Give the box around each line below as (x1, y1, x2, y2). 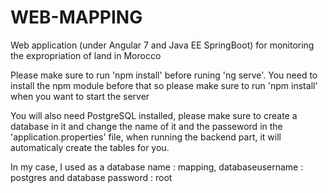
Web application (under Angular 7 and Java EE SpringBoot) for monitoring (10, 39, 315, 51)
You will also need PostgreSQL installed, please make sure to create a (10, 109, 298, 121)
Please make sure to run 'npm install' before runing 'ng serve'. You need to (10, 69, 318, 81)
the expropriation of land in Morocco (10, 49, 162, 61)
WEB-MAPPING (10, 6, 143, 29)
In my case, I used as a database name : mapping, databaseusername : (10, 161, 304, 173)
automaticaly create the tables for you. (10, 141, 170, 153)
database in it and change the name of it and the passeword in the (10, 120, 283, 132)
